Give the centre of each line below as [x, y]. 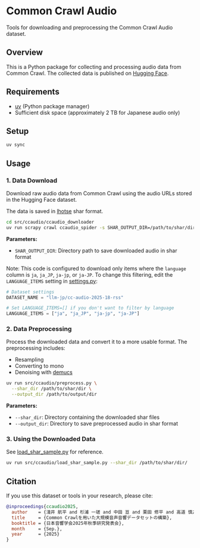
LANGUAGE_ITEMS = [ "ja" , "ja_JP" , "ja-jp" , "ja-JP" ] [73, 314]
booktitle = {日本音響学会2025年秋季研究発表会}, [68, 523]
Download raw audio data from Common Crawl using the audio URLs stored [99, 193]
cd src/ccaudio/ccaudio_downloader [50, 222]
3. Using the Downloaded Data [51, 439]
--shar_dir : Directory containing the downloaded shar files [87, 417]
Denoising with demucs [44, 372]
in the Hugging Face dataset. [42, 199]
